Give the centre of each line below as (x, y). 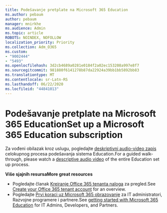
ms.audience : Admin (25, 28)
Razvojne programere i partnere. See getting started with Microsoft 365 (85, 200)
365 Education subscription (64, 135)
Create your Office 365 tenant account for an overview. (69, 189)
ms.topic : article (24, 33)
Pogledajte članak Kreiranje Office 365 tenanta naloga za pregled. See (84, 184)
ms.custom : (16, 51)
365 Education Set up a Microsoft (75, 124)
